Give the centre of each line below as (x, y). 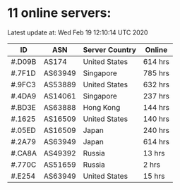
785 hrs (156, 73)
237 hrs (156, 96)
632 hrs (156, 84)
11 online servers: (59, 13)
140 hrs (156, 119)
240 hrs (156, 130)
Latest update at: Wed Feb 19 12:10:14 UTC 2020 (78, 32)
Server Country (109, 49)
